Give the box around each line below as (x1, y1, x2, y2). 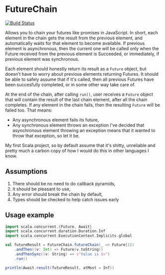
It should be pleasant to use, (12, 186, 71, 192)
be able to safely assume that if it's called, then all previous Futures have (5, 76, 154, 82)
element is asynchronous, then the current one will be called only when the (5, 45, 159, 51)
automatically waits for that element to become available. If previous (5, 40, 145, 46)
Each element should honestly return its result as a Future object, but (5, 66, 147, 72)
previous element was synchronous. (5, 56, 80, 62)
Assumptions (5, 167, 48, 176)
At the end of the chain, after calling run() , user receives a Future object (5, 91, 153, 97)
